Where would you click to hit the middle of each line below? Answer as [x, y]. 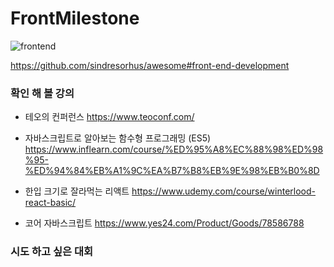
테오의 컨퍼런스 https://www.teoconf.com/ [109, 117]
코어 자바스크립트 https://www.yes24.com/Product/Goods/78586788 [164, 223]
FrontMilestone [75, 18]
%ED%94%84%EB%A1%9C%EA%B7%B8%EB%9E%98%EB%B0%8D [172, 171]
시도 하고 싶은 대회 [52, 252]
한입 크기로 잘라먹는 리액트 [77, 191]
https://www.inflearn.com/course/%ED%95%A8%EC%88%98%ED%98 [174, 149]
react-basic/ [50, 203]
